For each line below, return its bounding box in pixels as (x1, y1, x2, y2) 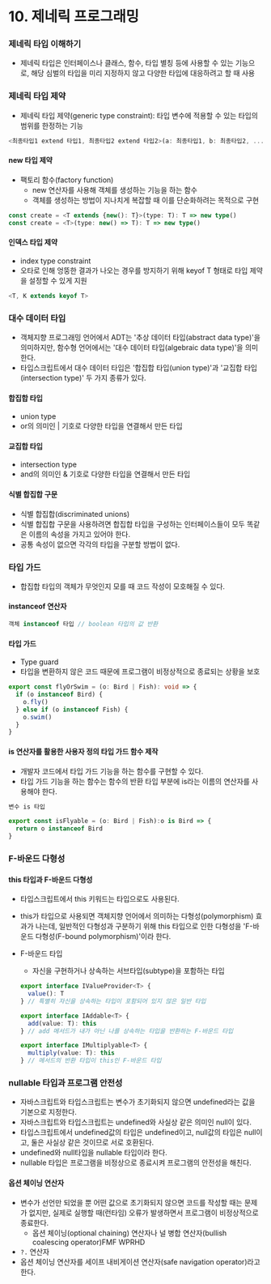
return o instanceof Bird (15, 825, 104, 833)
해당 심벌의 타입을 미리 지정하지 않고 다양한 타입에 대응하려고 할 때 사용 (31, 68, 256, 78)
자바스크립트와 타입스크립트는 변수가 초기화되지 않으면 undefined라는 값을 (19, 1097, 256, 1107)
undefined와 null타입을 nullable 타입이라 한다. (19, 1148, 167, 1158)
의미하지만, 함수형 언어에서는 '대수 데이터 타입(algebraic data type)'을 (19, 342, 243, 352)
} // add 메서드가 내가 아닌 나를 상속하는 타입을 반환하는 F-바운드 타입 (19, 1026, 234, 1035)
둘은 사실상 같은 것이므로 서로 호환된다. (31, 1137, 155, 1147)
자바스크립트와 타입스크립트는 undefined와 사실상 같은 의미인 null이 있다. (19, 1117, 252, 1127)
